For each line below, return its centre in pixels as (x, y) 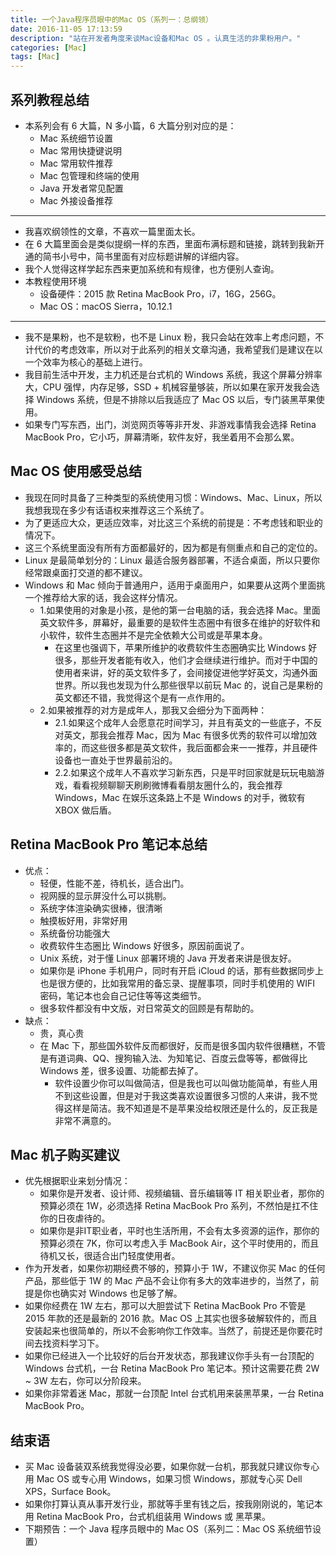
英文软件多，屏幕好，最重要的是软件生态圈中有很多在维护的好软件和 (180, 622)
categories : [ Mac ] (48, 47)
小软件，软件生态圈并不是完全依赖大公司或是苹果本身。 (153, 635)
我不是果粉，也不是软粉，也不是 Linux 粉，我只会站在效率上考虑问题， (170, 337)
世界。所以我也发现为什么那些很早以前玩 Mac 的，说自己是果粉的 (188, 685)
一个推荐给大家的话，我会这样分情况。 (103, 597)
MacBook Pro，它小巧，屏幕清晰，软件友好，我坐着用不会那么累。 (162, 437)
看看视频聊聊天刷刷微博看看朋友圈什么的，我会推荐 (177, 785)
